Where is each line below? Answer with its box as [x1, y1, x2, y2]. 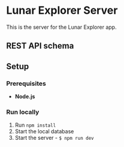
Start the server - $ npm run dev [14, 134, 94, 142]
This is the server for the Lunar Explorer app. [6, 23, 117, 31]
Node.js [14, 93, 35, 100]
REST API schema [6, 41, 74, 51]
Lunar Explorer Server [6, 4, 118, 17]
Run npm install [14, 121, 56, 129]
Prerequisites [6, 79, 46, 88]
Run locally [6, 107, 40, 116]
